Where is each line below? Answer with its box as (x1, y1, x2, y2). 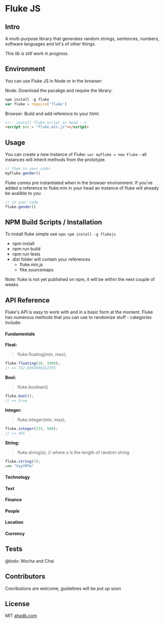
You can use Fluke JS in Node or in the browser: (5, 78, 103, 84)
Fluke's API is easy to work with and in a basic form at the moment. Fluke (5, 309, 153, 315)
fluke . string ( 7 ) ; (5, 459, 41, 464)
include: (5, 319, 22, 326)
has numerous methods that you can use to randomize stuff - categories (5, 314, 152, 320)
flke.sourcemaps (19, 267, 54, 273)
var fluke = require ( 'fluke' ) (5, 102, 67, 107)
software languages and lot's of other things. (5, 41, 96, 47)
